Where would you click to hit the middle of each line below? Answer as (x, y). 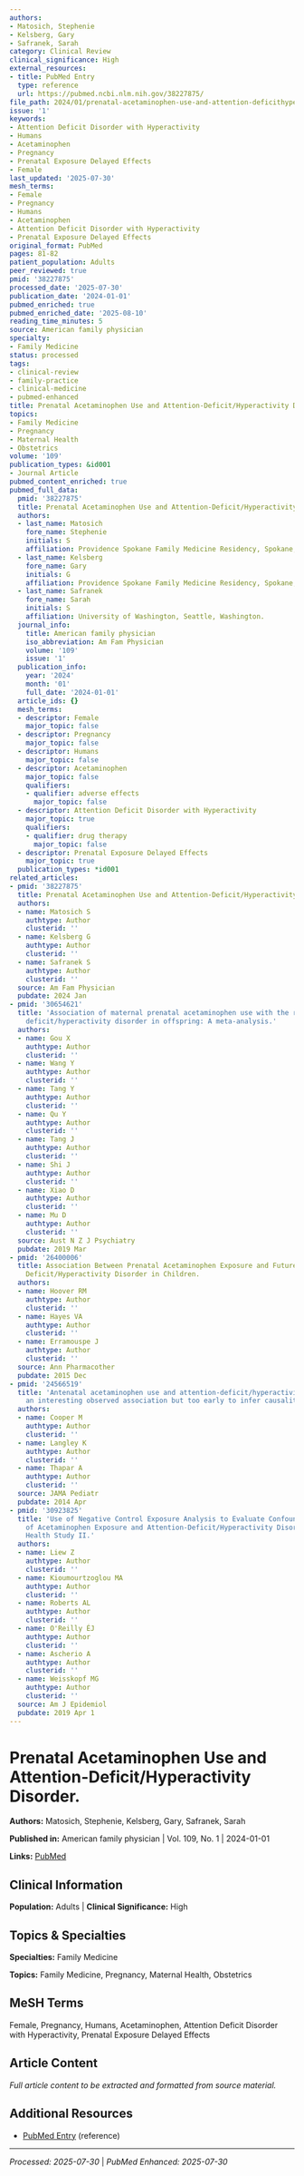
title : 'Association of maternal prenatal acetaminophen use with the (153, 1013)
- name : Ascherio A (54, 1654)
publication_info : (52, 668)
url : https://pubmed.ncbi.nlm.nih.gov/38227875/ (111, 93)
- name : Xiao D (46, 1190)
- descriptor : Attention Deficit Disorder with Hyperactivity (137, 811)
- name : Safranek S (54, 962)
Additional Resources (71, 2114)
